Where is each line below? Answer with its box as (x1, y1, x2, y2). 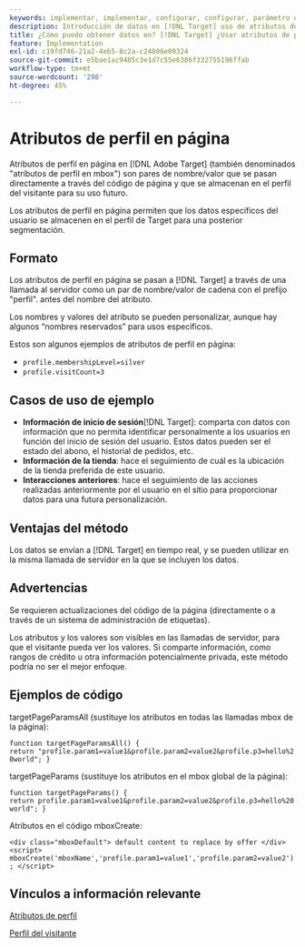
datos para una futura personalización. (22, 494, 168, 505)
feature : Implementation (9, 38, 103, 48)
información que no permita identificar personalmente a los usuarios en (22, 427, 290, 438)
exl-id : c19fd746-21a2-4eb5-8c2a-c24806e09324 (9, 47, 189, 56)
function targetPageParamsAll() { (9, 739, 141, 748)
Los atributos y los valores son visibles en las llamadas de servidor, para (9, 631, 280, 642)
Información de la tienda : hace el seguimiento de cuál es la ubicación (22, 456, 284, 467)
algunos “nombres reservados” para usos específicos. (9, 321, 213, 332)
